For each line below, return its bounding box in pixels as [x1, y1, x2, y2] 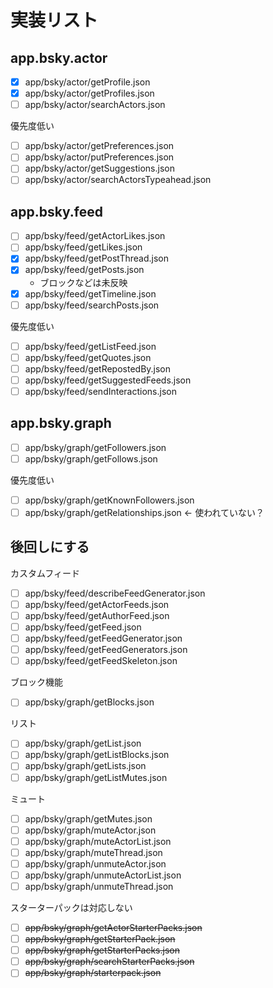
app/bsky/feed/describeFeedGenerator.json [24, 587, 206, 599]
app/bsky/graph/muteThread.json [24, 846, 163, 858]
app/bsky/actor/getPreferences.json [24, 140, 175, 152]
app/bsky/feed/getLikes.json [24, 241, 143, 253]
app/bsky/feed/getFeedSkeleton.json [24, 655, 178, 667]
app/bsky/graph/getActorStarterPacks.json [24, 922, 203, 933]
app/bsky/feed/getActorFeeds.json [24, 598, 170, 610]
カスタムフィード [10, 567, 80, 579]
